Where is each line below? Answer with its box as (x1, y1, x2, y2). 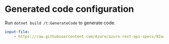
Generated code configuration (5, 3, 134, 15)
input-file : (5, 29, 30, 34)
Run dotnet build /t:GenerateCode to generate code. (5, 20, 116, 26)
